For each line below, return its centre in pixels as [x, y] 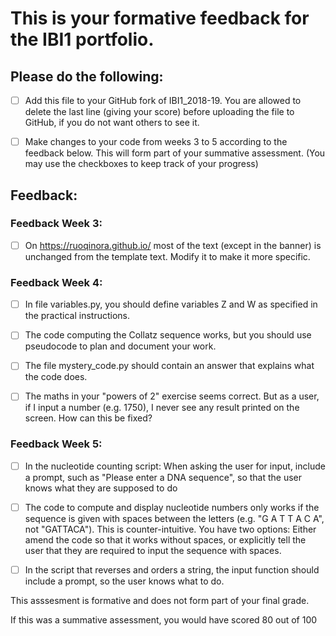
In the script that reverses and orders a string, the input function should [172, 569]
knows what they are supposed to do [101, 488]
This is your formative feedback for [160, 18]
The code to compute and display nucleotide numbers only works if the [172, 507]
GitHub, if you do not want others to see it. [112, 123]
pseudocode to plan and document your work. [120, 346]
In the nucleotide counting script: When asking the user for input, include [175, 466]
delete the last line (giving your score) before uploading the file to [159, 112]
